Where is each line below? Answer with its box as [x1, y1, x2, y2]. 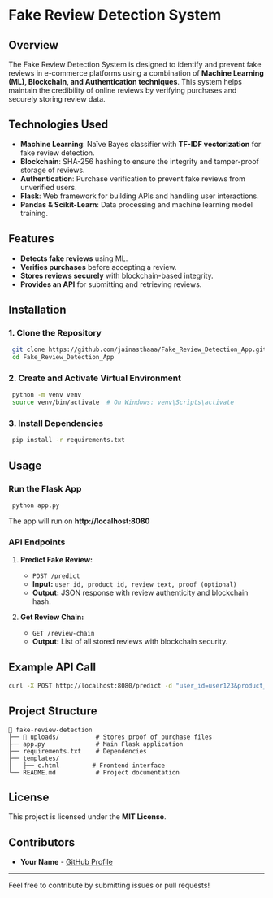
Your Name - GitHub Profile [19, 857, 114, 867]
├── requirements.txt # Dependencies [8, 747, 148, 755]
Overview [8, 38, 59, 52]
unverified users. [19, 182, 77, 192]
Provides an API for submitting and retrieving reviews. [19, 279, 202, 289]
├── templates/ [8, 754, 60, 762]
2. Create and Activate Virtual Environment [8, 372, 181, 384]
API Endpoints [8, 536, 66, 548]
